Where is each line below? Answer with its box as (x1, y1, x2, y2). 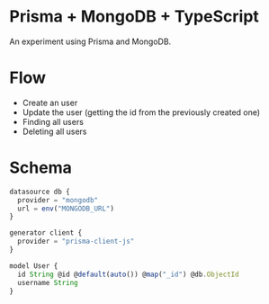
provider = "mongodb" (17, 195, 99, 204)
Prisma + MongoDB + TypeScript (9, 6, 259, 27)
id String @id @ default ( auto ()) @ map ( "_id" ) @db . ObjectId (17, 270, 240, 279)
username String (17, 278, 78, 287)
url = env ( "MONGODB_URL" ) (17, 204, 115, 213)
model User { (9, 261, 58, 271)
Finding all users (22, 116, 84, 127)
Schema (9, 157, 72, 178)
